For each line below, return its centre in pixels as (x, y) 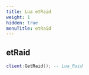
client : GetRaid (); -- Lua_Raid (44, 66)
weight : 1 (18, 17)
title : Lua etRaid (29, 12)
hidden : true (22, 23)
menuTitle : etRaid (29, 28)
